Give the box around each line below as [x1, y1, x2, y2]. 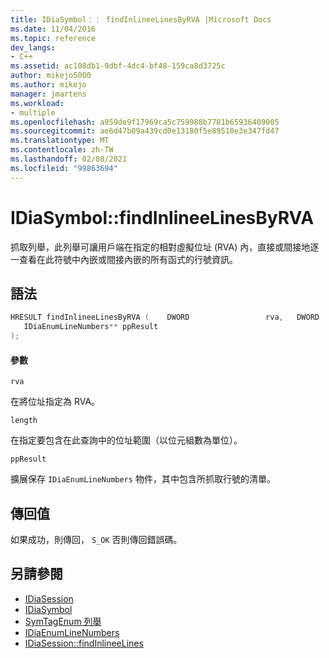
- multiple [10, 107, 56, 118]
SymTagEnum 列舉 [24, 615, 102, 627]
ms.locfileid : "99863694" [10, 163, 118, 173]
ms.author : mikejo [10, 80, 87, 90]
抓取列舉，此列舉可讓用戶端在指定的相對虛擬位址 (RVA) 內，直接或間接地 [10, 241, 311, 253]
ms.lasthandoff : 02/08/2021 [10, 154, 128, 164]
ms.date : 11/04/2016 [10, 24, 97, 34]
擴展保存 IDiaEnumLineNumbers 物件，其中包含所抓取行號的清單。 [10, 473, 276, 485]
